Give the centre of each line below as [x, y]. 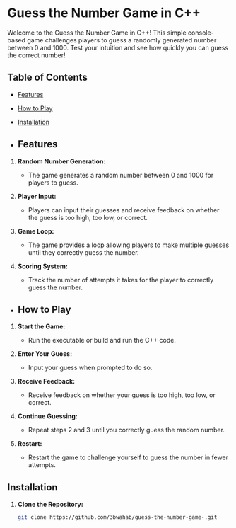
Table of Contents [48, 78]
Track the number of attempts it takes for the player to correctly [121, 280]
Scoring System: [43, 266]
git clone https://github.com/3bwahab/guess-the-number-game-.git [117, 517]
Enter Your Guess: [45, 354]
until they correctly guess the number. [83, 252]
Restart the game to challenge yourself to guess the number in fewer [128, 457]
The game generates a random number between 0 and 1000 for [121, 175]
